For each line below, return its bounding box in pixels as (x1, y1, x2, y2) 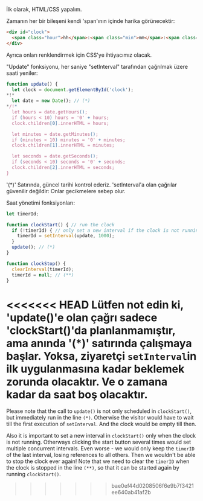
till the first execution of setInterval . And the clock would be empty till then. (6, 420, 196, 428)
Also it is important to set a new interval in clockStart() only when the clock (6, 432, 196, 439)
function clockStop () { (6, 260, 66, 267)
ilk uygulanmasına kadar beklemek (6, 362, 185, 375)
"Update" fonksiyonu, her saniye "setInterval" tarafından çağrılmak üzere (6, 63, 188, 70)
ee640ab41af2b (111, 489, 151, 496)
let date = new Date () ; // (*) (11, 98, 91, 104)
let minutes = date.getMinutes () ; (11, 131, 98, 137)
